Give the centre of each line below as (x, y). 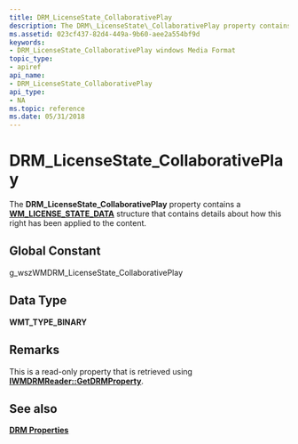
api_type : (27, 92)
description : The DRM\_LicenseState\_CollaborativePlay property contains (150, 26)
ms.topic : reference (47, 109)
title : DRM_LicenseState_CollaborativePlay (91, 17)
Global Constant (55, 251)
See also (33, 409)
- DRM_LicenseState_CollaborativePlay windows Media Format (123, 51)
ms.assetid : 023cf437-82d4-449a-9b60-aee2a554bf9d (105, 34)
